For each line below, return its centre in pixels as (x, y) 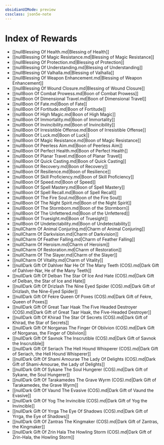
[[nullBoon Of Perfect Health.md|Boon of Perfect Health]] (70, 151)
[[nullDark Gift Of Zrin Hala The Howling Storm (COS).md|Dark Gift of (82, 432)
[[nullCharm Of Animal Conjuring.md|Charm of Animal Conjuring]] (79, 229)
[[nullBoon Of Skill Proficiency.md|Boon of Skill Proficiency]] (73, 177)
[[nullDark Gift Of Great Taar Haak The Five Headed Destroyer (75, 307)
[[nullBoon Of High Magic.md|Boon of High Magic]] (64, 114)
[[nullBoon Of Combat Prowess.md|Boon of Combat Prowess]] (75, 94)
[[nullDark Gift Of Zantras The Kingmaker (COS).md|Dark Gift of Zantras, (85, 421)
